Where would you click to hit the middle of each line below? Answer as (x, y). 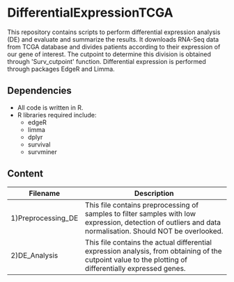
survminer (42, 151)
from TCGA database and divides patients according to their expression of (114, 47)
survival (39, 144)
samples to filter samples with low (140, 213)
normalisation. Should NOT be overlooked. (154, 231)
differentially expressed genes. (135, 268)
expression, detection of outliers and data (153, 222)
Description (154, 193)
